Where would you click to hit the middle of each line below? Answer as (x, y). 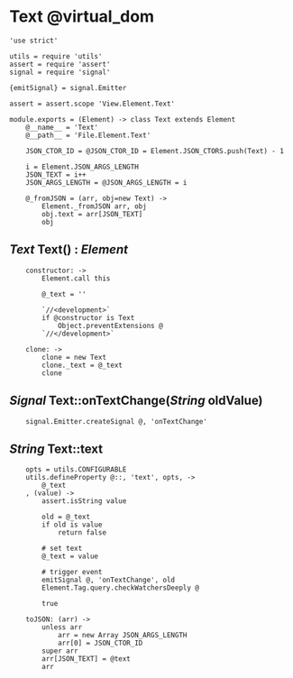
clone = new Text (74, 357)
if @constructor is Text (88, 317)
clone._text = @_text (82, 365)
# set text (62, 549)
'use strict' (34, 41)
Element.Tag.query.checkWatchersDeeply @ (121, 588)
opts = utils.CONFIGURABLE (76, 470)
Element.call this (76, 278)
